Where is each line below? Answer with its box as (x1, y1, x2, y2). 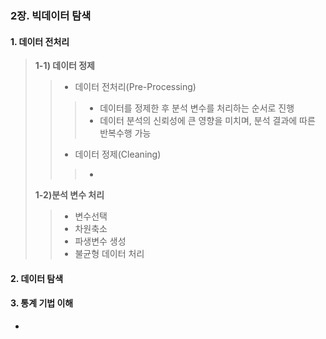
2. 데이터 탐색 (10, 272, 64, 284)
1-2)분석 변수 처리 (34, 189, 105, 201)
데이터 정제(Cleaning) (74, 148, 162, 161)
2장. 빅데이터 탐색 (10, 8, 92, 22)
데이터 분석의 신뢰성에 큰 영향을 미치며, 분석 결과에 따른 (99, 115, 316, 127)
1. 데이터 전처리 (10, 35, 70, 47)
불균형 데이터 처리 (74, 248, 145, 260)
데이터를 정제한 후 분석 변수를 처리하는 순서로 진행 (99, 102, 295, 114)
